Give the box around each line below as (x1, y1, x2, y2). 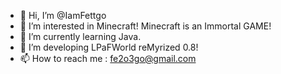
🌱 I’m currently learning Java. (19, 31, 142, 42)
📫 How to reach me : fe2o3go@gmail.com (19, 53, 197, 64)
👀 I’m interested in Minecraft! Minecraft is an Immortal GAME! (19, 20, 272, 32)
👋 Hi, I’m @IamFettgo (19, 10, 107, 21)
